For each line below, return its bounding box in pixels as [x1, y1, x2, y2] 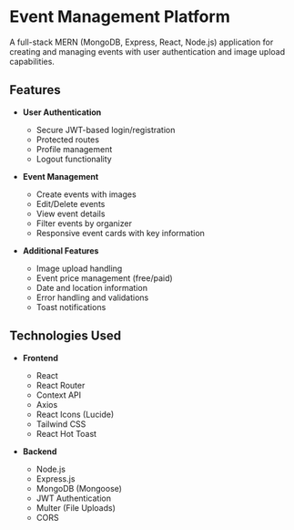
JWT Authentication [35, 493, 112, 504]
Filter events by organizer [35, 217, 132, 229]
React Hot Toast [35, 428, 97, 439]
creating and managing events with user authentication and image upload [9, 46, 286, 57]
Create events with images [35, 189, 137, 200]
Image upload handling [35, 263, 123, 274]
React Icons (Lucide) [35, 409, 115, 420]
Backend [22, 445, 57, 457]
